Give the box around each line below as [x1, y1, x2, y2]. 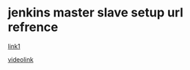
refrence [8, 19, 59, 35]
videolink [8, 55, 34, 63]
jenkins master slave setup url [8, 5, 184, 21]
